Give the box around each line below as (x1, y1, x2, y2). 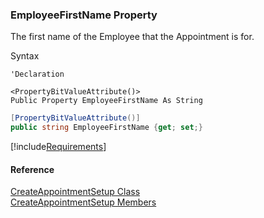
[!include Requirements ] (10, 141, 107, 153)
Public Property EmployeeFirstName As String (10, 96, 203, 106)
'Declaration (10, 69, 65, 80)
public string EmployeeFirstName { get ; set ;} (10, 123, 203, 133)
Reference (10, 163, 55, 175)
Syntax (10, 50, 40, 62)
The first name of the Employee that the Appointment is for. (10, 31, 255, 43)
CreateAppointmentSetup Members (10, 196, 157, 208)
